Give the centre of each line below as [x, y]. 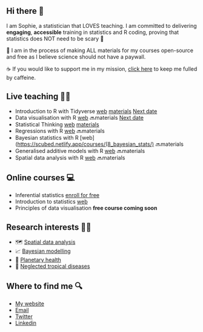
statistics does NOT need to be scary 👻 [55, 38]
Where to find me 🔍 [45, 286]
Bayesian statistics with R [47, 137]
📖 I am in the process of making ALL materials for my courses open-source [100, 50]
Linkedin [26, 323]
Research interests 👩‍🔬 [49, 227]
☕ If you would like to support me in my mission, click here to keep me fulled [102, 69]
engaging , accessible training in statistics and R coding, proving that [93, 32]
